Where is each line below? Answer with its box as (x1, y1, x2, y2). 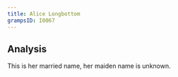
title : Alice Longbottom (7, 10, 81, 18)
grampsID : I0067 (7, 17, 55, 24)
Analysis (7, 43, 47, 55)
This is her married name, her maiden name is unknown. (7, 61, 171, 71)
